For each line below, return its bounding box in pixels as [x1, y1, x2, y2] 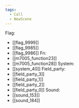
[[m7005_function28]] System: [12, 60, 75, 67]
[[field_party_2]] [12, 82, 45, 88]
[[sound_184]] [12, 98, 40, 104]
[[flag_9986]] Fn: [12, 50, 47, 56]
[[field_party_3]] [12, 71, 45, 77]
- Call [9, 12, 23, 17]
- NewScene [9, 16, 32, 21]
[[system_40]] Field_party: [12, 66, 66, 72]
